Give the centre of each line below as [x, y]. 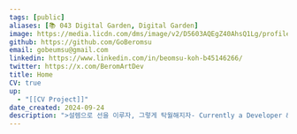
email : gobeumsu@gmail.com [59, 50]
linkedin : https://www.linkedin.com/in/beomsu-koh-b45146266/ [126, 58]
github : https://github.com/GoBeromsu [80, 42]
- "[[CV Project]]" [53, 99]
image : [21, 33]
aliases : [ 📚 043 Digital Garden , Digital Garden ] [104, 26]
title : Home [31, 75]
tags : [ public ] [37, 17]
